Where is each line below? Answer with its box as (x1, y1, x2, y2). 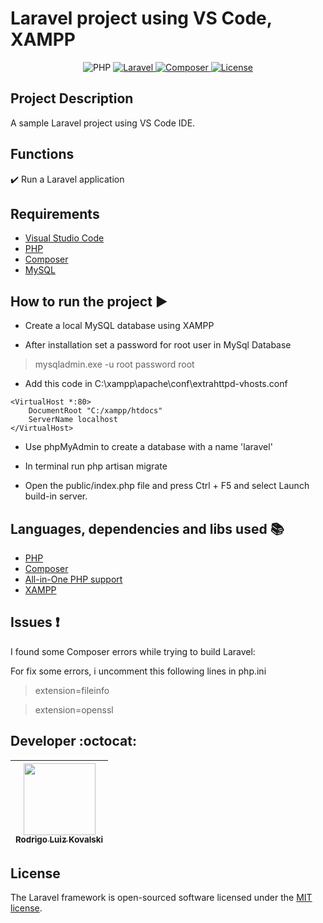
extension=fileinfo (34, 684, 110, 696)
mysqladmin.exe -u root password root (34, 358, 195, 371)
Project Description (10, 90, 134, 107)
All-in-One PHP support (24, 573, 123, 585)
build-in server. (24, 490, 88, 502)
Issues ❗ (10, 614, 60, 631)
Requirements (10, 205, 100, 222)
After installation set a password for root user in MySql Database (24, 339, 292, 351)
